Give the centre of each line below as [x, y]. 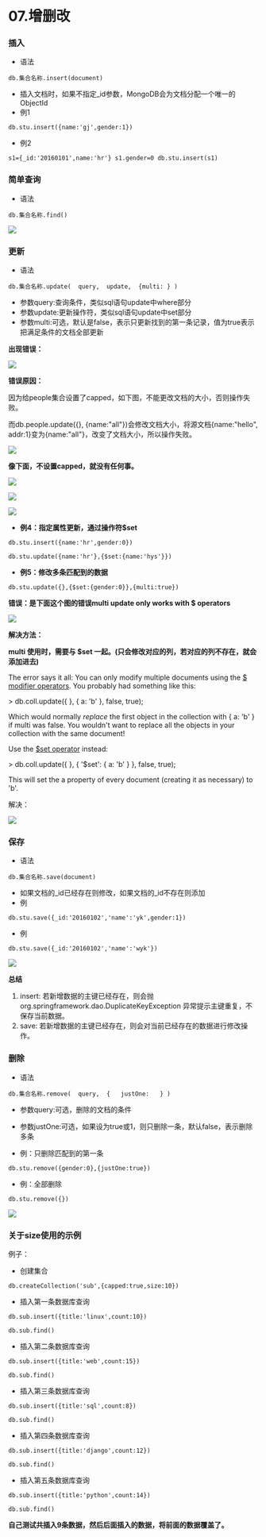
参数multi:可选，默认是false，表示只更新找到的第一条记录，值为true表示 [137, 322]
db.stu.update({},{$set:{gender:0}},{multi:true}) [94, 587]
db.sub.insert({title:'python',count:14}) [79, 1495]
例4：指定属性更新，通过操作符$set [78, 528]
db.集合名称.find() [38, 215]
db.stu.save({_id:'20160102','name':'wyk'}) [83, 949]
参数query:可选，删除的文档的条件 [76, 1109]
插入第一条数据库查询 [54, 1301]
